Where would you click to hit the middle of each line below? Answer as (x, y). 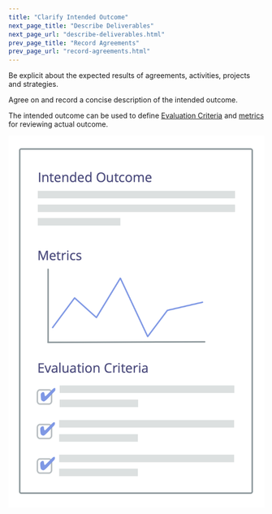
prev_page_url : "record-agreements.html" (80, 52)
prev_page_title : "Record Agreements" (74, 43)
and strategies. (33, 84)
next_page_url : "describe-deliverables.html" (86, 34)
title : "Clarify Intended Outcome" (69, 17)
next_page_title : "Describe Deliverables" (81, 26)
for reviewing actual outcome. (58, 124)
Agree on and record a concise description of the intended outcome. (123, 100)
